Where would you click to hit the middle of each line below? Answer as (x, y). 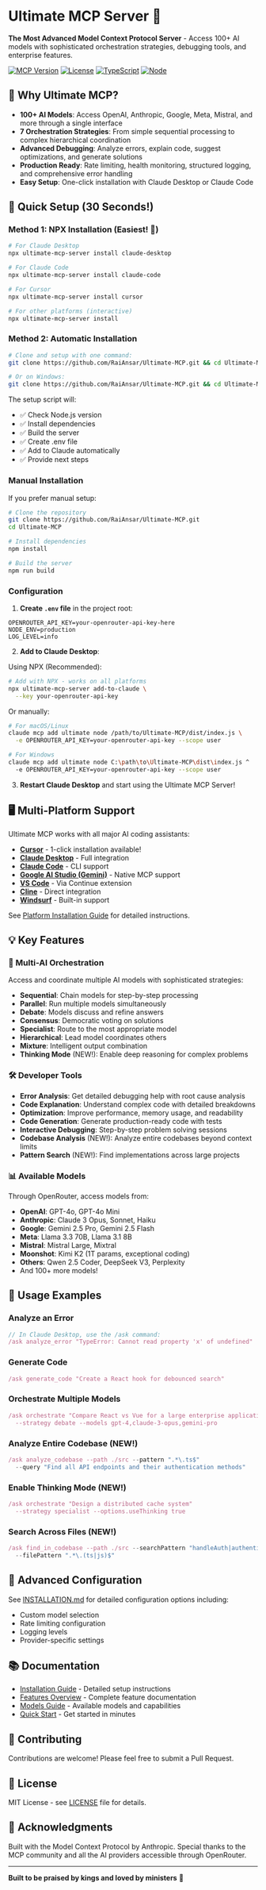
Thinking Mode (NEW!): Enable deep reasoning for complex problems (134, 1054)
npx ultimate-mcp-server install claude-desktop (90, 253)
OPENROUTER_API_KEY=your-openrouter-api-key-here (92, 622)
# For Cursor (30, 289)
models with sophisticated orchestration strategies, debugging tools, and (127, 46)
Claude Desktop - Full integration (74, 857)
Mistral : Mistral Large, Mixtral (68, 1245)
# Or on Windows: (37, 377)
